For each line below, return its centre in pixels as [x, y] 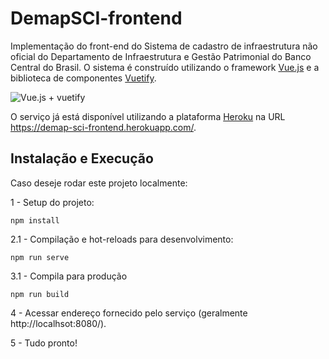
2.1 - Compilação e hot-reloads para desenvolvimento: [122, 239]
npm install [35, 220]
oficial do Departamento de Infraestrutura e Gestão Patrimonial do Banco [161, 56]
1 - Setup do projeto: [52, 202]
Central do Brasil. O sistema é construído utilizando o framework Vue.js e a [165, 67]
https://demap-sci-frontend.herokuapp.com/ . [103, 127]
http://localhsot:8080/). [58, 323]
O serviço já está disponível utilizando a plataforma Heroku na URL [148, 116]
